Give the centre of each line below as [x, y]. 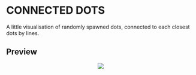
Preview [22, 52]
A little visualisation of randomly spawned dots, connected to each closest [98, 27]
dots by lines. [23, 33]
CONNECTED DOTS [56, 10]
